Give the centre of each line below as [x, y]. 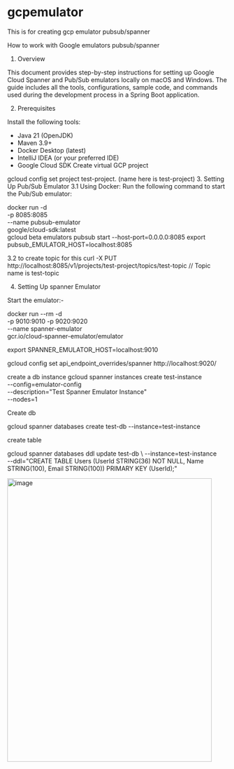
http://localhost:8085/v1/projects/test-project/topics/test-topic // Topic [109, 265]
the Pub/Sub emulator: [39, 193]
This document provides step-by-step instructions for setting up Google [111, 72]
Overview [31, 59]
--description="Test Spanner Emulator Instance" [77, 392]
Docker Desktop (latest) [51, 150]
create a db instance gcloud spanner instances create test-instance [105, 376]
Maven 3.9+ [35, 143]
